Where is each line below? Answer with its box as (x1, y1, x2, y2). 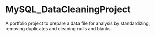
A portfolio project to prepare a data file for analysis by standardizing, (5, 20, 150, 26)
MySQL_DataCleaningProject (5, 4, 131, 15)
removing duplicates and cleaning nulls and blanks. (5, 25, 112, 31)
